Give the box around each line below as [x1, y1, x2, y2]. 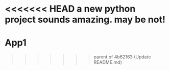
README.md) [93, 59, 122, 65]
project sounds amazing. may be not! [5, 14, 165, 25]
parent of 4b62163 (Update [93, 54, 151, 60]
